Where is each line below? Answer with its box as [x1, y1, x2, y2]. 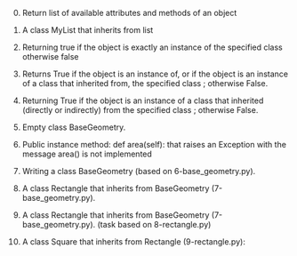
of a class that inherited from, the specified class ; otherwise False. [21, 78, 269, 88]
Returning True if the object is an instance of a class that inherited [21, 95, 264, 106]
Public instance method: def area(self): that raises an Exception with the [21, 140, 287, 149]
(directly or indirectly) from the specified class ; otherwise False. [21, 105, 259, 115]
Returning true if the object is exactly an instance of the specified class [21, 42, 283, 52]
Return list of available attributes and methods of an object [21, 8, 237, 18]
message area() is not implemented [21, 148, 153, 159]
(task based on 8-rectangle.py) [97, 220, 212, 229]
